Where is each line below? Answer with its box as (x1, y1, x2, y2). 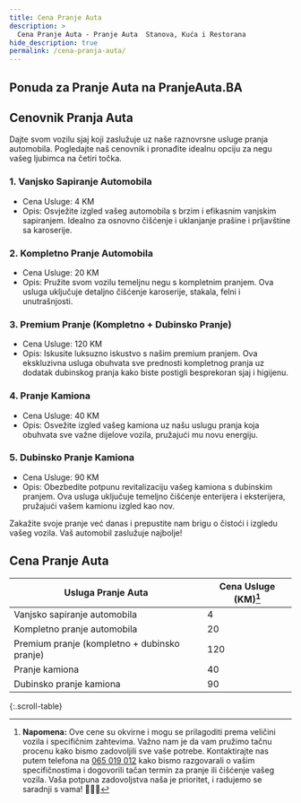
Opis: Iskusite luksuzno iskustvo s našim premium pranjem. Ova (21, 348, 258, 359)
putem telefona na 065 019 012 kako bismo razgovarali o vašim (21, 755, 255, 765)
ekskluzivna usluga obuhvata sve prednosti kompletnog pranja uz (21, 358, 265, 369)
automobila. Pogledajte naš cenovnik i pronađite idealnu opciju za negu (9, 144, 272, 154)
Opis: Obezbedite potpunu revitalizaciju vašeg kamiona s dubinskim (21, 481, 273, 492)
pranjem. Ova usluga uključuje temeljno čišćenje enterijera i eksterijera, (21, 491, 286, 502)
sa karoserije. (21, 224, 73, 235)
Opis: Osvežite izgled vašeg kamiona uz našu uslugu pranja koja (21, 419, 260, 431)
